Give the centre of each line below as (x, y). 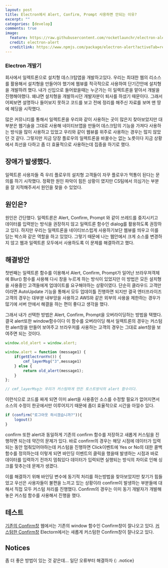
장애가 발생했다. (28, 162)
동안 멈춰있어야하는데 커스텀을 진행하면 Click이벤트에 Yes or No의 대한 (84, 447)
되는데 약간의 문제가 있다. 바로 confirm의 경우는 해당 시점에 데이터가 (85, 441)
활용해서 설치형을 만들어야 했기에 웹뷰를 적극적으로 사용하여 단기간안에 (79, 84)
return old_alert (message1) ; (53, 371)
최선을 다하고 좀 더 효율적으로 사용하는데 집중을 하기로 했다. (72, 144)
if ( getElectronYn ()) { (38, 357)
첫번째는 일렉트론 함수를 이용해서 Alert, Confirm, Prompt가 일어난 (70, 273)
